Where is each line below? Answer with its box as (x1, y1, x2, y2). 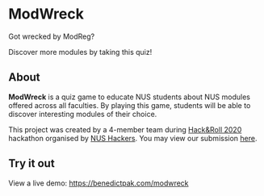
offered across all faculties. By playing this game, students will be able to (8, 100, 251, 110)
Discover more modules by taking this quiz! (8, 47, 153, 56)
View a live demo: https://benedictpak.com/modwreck (8, 178, 189, 188)
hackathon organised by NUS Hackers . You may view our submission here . (8, 133, 258, 143)
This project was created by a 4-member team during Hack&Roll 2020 (8, 124, 242, 134)
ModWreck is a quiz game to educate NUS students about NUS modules (8, 92, 250, 102)
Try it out (8, 156, 55, 170)
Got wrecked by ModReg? (8, 31, 95, 41)
